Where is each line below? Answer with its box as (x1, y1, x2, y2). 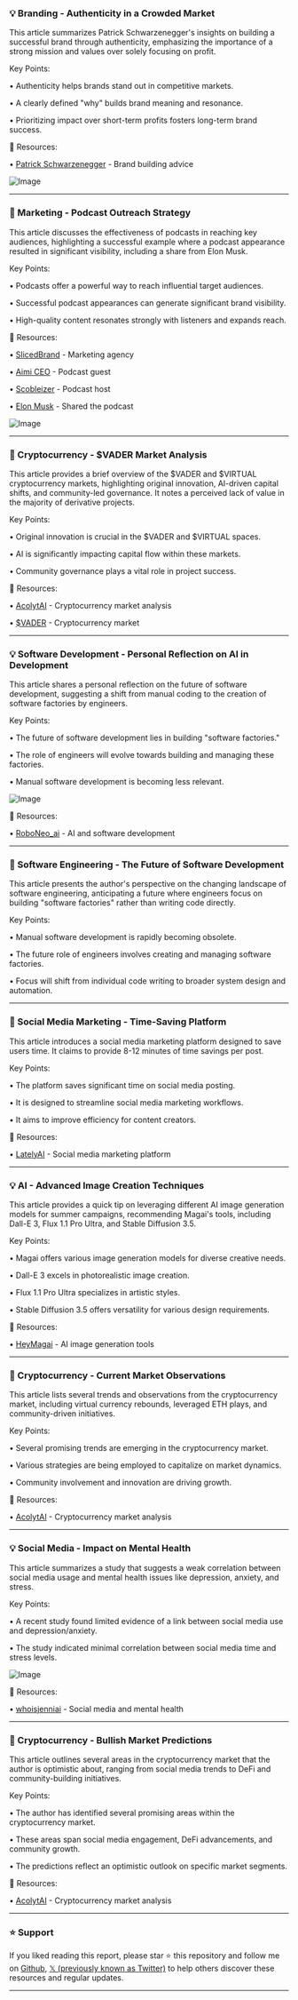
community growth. (9, 1843, 81, 1854)
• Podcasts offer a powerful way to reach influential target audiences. (9, 280, 264, 291)
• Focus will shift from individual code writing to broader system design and (9, 976, 286, 986)
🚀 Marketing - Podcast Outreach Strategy (9, 207, 192, 219)
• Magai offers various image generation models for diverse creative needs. (9, 1253, 286, 1263)
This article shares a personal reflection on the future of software (9, 679, 247, 690)
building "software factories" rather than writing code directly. (9, 897, 236, 908)
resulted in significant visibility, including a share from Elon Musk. (9, 245, 248, 256)
